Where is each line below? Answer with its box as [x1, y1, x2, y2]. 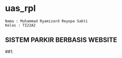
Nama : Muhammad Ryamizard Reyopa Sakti [5, 19, 88, 23]
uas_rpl [5, 3, 36, 14]
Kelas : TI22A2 [5, 23, 36, 28]
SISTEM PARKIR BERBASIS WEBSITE [5, 36, 118, 44]
